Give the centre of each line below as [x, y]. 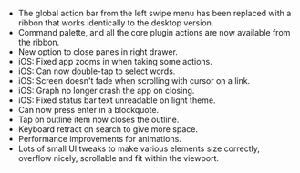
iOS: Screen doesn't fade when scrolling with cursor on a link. [134, 81]
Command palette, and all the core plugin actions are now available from [154, 32]
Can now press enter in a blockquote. [88, 110]
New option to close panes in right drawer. [98, 52]
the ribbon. [39, 42]
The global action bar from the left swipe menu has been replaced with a [155, 13]
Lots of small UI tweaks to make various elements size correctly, [139, 148]
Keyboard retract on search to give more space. [108, 129]
